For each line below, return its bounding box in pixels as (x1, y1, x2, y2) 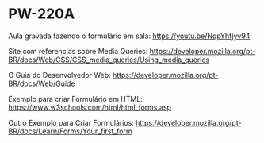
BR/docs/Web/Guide (8, 79, 75, 88)
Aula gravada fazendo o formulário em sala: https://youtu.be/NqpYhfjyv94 (8, 31, 251, 41)
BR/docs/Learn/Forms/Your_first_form (8, 126, 132, 136)
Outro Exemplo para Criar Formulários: (8, 118, 135, 127)
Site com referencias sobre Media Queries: (8, 46, 148, 56)
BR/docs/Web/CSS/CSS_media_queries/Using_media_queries (8, 55, 210, 64)
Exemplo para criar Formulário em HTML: (8, 94, 143, 103)
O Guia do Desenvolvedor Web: (8, 70, 111, 79)
